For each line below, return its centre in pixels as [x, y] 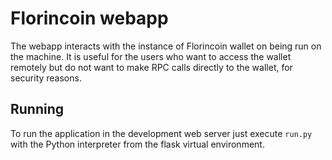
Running [37, 109]
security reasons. [46, 78]
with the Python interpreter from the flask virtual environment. [137, 144]
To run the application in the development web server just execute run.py [161, 133]
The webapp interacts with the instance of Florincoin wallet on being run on [166, 46]
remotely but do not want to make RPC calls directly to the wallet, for [151, 67]
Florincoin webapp [89, 18]
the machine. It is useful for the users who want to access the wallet [151, 56]
